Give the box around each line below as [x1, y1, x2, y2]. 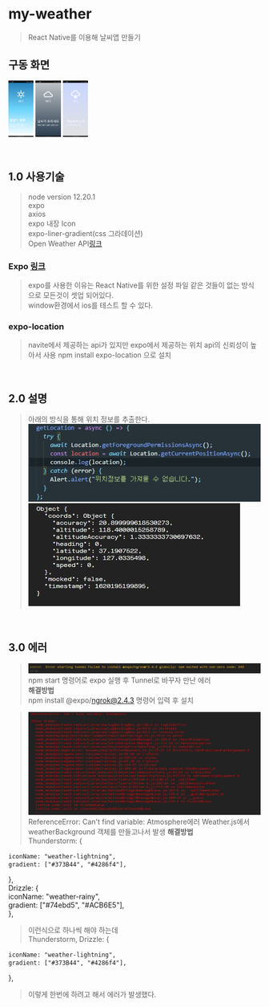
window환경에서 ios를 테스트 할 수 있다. [27, 300, 154, 310]
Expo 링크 [8, 260, 46, 271]
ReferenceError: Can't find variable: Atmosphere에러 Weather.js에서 [27, 817, 250, 826]
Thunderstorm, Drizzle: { [27, 934, 110, 944]
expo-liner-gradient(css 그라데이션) [27, 228, 143, 238]
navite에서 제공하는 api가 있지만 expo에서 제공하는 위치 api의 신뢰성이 [27, 340, 249, 350]
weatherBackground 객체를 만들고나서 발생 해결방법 [27, 826, 194, 836]
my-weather [8, 5, 92, 23]
